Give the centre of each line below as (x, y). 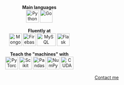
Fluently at (39, 31)
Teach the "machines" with (39, 54)
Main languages (39, 7)
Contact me (107, 77)
